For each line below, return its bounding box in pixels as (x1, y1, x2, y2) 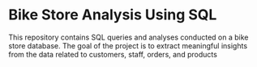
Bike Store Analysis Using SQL (8, 6, 217, 24)
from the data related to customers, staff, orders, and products (8, 49, 217, 59)
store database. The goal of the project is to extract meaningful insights (8, 40, 248, 50)
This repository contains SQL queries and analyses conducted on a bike (8, 32, 249, 42)
